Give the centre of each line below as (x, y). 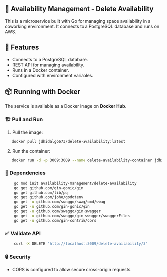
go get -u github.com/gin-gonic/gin (52, 207)
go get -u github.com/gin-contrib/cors (55, 220)
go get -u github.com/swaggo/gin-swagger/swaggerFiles (72, 216)
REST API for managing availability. (48, 65)
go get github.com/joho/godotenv (49, 197)
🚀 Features (22, 48)
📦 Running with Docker (43, 92)
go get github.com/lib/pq (41, 193)
